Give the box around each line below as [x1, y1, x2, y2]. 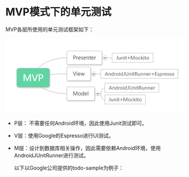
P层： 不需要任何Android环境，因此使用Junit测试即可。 [13, 120, 147, 127]
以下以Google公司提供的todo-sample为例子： [13, 164, 124, 171]
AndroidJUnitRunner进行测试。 [13, 152, 89, 159]
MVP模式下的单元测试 [5, 5, 112, 19]
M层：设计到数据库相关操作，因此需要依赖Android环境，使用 [13, 144, 161, 151]
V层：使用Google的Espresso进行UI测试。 [13, 132, 114, 139]
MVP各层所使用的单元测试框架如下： [5, 26, 94, 33]
